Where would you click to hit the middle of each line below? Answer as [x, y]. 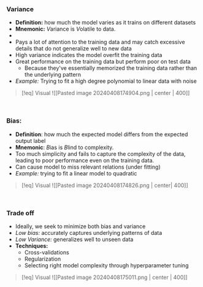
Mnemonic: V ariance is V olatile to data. [65, 29]
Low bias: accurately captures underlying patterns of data [89, 232]
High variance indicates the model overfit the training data [89, 55]
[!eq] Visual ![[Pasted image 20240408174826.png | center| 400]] [105, 185]
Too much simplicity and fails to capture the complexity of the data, [100, 154]
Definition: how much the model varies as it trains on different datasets [105, 23]
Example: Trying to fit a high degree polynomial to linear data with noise [106, 81]
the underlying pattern [53, 75]
